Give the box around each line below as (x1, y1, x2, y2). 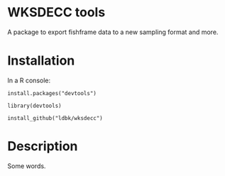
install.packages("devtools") (7, 89, 97, 97)
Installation (7, 53, 75, 69)
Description (7, 138, 78, 155)
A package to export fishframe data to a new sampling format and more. (7, 28, 219, 36)
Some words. (7, 161, 46, 170)
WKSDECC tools (7, 4, 106, 21)
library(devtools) (7, 102, 62, 109)
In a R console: (7, 76, 51, 84)
